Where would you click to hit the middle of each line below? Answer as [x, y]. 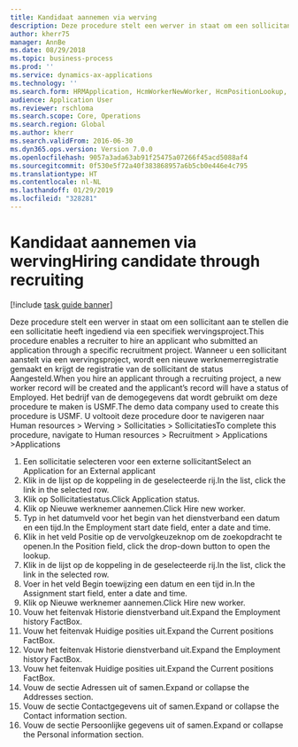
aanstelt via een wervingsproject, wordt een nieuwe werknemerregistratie [145, 359]
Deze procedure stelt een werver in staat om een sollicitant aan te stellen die [149, 322]
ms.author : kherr [42, 133]
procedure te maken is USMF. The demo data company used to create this [145, 406]
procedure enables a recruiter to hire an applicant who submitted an [134, 340]
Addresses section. [58, 696]
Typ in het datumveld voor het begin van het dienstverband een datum [151, 517]
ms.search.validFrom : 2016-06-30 [72, 141]
